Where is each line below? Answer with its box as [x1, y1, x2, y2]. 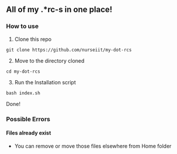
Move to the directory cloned [14, 57, 85, 64]
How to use [6, 22, 39, 30]
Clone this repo [14, 35, 51, 43]
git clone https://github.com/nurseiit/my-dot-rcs [6, 47, 132, 53]
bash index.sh [6, 90, 41, 96]
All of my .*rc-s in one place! [6, 5, 113, 15]
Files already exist [6, 129, 51, 136]
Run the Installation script [14, 78, 76, 85]
